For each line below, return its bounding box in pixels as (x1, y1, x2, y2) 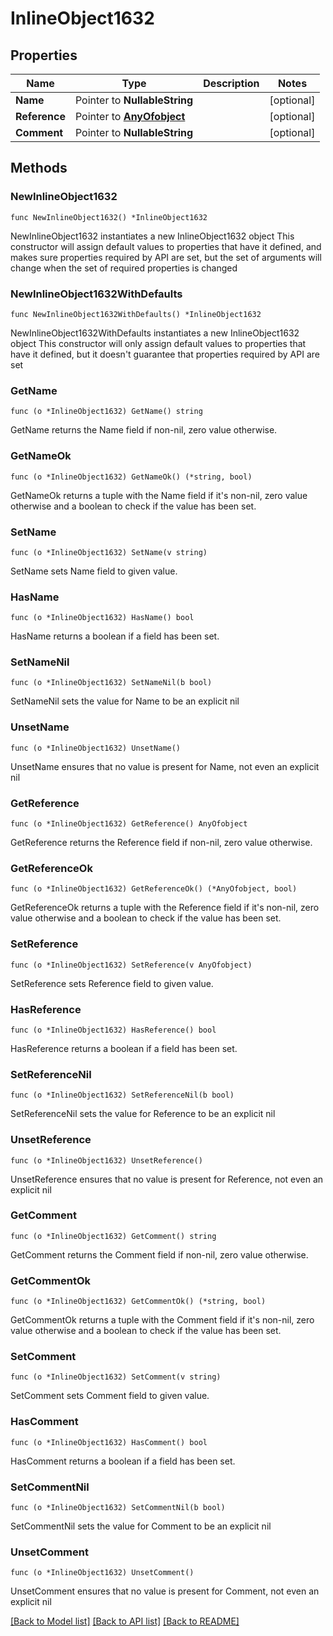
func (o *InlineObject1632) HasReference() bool (10, 1025, 217, 1035)
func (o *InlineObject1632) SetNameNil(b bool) (10, 678, 213, 688)
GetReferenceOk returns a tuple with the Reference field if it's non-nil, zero (10, 902, 320, 914)
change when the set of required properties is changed (10, 262, 238, 274)
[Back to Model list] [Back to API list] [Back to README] (10, 1615, 240, 1627)
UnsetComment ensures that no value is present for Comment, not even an (10, 1585, 320, 1597)
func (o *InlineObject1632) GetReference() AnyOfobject (10, 819, 248, 829)
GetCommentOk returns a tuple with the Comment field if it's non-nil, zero (10, 1314, 315, 1326)
